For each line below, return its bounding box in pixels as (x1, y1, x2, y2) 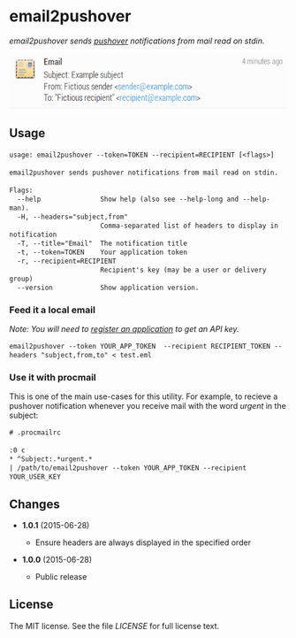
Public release (34, 572, 87, 582)
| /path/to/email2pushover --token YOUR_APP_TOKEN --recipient (9, 464, 247, 473)
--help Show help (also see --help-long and (17, 195, 239, 204)
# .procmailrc (9, 428, 62, 437)
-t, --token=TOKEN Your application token (17, 248, 188, 257)
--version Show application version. (17, 283, 200, 292)
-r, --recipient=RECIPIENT (17, 257, 117, 265)
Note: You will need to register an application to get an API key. (9, 323, 240, 334)
